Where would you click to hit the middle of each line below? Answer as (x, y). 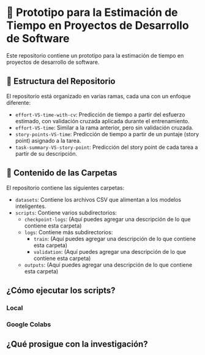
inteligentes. (31, 206)
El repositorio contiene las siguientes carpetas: (65, 188)
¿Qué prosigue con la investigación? (77, 344)
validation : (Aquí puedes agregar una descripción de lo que (110, 251)
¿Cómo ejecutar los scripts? (61, 290)
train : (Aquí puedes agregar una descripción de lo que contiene (114, 239)
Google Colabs (29, 324)
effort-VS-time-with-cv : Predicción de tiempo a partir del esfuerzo (100, 114)
